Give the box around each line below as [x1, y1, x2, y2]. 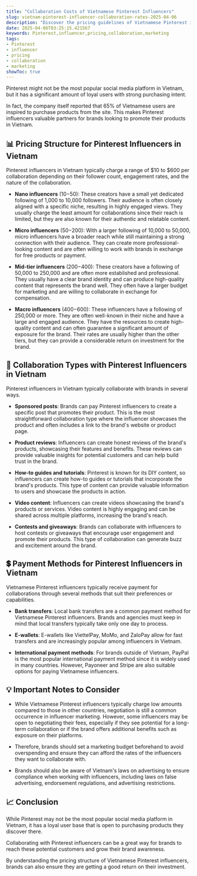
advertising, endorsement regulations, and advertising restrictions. [14, 779, 176, 786]
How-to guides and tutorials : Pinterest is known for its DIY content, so [14, 469, 186, 476]
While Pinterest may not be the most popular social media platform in [6, 815, 173, 823]
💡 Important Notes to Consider [6, 685, 120, 695]
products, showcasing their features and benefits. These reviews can [14, 445, 182, 452]
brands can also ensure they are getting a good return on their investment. [6, 863, 186, 870]
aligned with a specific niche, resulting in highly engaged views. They [14, 203, 183, 210]
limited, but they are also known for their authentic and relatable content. [14, 216, 191, 223]
